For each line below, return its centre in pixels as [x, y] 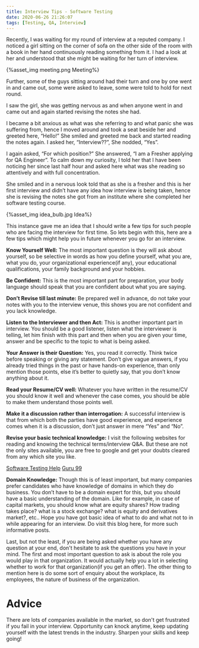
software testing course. [36, 203]
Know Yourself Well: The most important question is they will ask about [94, 250]
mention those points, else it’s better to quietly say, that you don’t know [93, 372]
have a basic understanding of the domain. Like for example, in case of [93, 498]
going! [14, 639]
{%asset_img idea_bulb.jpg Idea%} [49, 215]
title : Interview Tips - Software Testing [59, 12]
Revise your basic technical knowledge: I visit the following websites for [96, 438]
